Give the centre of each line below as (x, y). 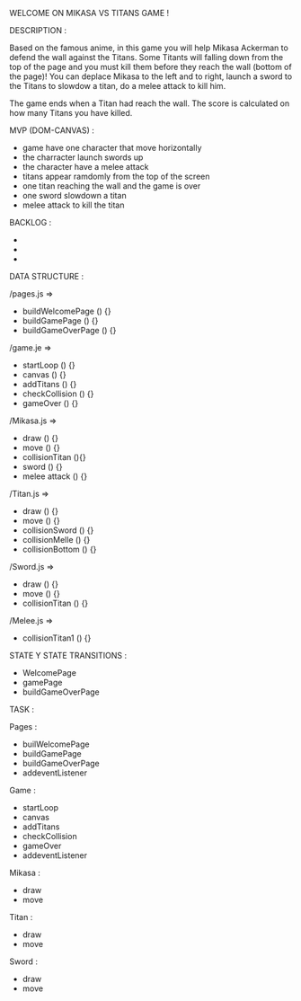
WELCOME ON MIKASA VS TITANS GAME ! (89, 13)
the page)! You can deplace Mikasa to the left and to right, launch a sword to (151, 76)
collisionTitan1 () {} (57, 638)
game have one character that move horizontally (112, 148)
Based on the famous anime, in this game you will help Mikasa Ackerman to (149, 48)
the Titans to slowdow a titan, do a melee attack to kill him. (118, 86)
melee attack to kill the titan (73, 205)
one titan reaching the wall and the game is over (111, 186)
